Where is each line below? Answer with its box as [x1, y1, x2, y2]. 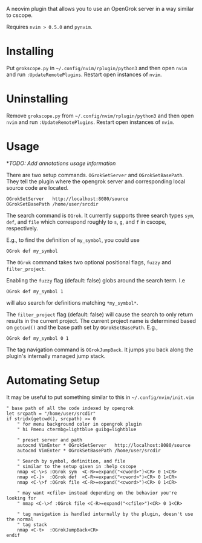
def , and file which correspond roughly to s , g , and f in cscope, [6, 218, 167, 226]
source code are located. [6, 184, 69, 191]
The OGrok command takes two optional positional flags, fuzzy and [6, 258, 171, 265]
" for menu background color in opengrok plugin [17, 421, 142, 427]
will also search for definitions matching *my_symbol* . [6, 299, 138, 306]
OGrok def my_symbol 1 [6, 288, 64, 294]
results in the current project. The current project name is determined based [6, 317, 197, 324]
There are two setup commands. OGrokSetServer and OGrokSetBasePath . [6, 171, 184, 178]
